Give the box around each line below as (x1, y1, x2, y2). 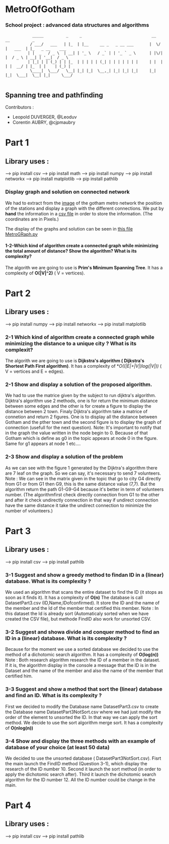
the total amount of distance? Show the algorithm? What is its (5, 248, 137, 254)
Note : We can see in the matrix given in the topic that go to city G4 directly (5, 475, 161, 481)
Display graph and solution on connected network (5, 188, 130, 195)
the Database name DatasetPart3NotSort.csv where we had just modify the (5, 709, 161, 715)
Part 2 (5, 288, 31, 299)
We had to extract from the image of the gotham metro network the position (5, 200, 162, 206)
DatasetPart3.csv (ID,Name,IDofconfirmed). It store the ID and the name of (5, 599, 160, 606)
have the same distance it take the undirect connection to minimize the (5, 502, 152, 508)
